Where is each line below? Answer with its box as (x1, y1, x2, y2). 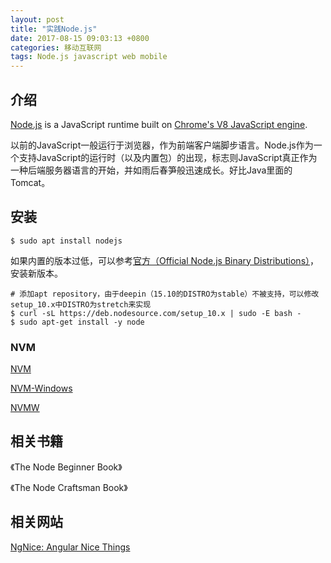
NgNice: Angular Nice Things (10, 541, 131, 553)
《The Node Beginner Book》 (10, 461, 123, 473)
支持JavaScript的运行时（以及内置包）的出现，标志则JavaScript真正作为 (18, 151, 318, 163)
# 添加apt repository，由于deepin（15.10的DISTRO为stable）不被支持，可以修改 (10, 289, 320, 299)
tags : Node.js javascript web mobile (10, 52, 168, 62)
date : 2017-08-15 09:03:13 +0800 (10, 33, 150, 43)
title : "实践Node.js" (10, 24, 98, 34)
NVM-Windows (10, 382, 73, 395)
